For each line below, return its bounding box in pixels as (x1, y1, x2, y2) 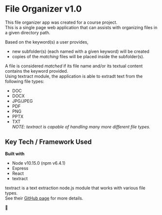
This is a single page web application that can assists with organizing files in (5, 24, 158, 30)
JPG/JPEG (12, 98, 33, 104)
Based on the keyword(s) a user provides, (5, 39, 89, 45)
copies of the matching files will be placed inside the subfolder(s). (12, 53, 145, 59)
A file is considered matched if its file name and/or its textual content (5, 63, 143, 69)
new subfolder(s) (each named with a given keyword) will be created (12, 48, 149, 54)
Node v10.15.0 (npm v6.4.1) (12, 160, 65, 166)
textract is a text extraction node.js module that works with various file (5, 185, 146, 191)
